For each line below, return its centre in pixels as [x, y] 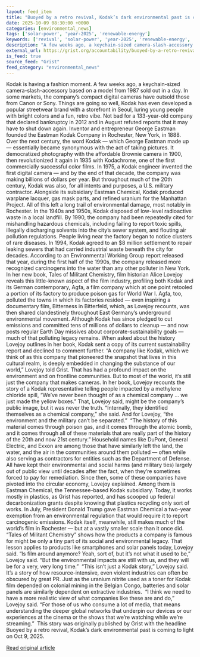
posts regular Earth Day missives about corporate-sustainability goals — [95, 331]
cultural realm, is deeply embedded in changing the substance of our [91, 363]
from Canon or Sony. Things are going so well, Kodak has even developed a [99, 103]
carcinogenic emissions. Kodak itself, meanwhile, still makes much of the [96, 522]
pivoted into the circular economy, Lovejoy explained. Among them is [91, 484]
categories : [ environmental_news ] [49, 28]
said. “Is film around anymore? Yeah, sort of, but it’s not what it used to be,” [98, 554]
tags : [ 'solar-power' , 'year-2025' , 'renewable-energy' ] [78, 34]
